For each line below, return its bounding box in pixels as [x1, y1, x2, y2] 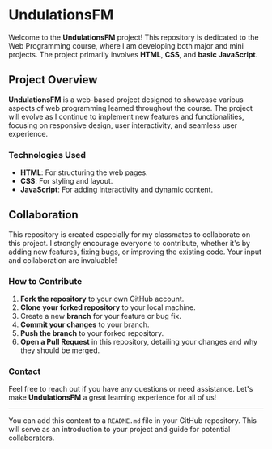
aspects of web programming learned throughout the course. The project [8, 103, 253, 112]
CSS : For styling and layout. [19, 176, 113, 186]
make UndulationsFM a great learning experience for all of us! [8, 392, 217, 402]
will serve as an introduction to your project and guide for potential [8, 425, 231, 434]
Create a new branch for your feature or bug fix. [19, 311, 182, 321]
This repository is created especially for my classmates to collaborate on [8, 229, 251, 239]
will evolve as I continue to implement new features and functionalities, [8, 112, 244, 121]
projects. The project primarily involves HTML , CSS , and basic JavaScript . [8, 49, 258, 59]
